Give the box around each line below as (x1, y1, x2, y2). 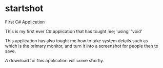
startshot (5, 3, 43, 14)
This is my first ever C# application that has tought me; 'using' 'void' (5, 28, 143, 34)
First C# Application (5, 19, 45, 25)
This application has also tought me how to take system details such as (5, 37, 148, 44)
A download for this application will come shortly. (5, 57, 104, 63)
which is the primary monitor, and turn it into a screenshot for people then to (5, 43, 159, 49)
